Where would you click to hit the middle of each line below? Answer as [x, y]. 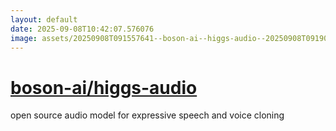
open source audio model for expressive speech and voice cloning [147, 115]
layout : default [44, 19]
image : [24, 38]
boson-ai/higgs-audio [104, 87]
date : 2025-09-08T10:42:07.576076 [82, 29]
